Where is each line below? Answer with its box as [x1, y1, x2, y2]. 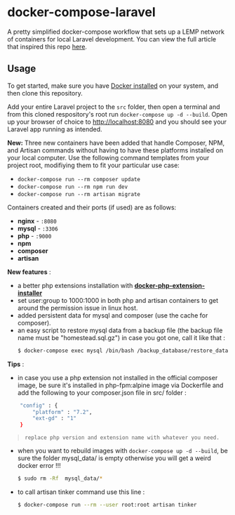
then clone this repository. [7, 89, 83, 97]
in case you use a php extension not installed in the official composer [17, 373, 218, 382]
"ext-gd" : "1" [32, 415, 77, 422]
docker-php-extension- [134, 281, 206, 289]
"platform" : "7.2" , [32, 408, 93, 415]
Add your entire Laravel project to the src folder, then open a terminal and [7, 103, 220, 111]
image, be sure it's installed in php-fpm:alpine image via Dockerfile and [17, 381, 224, 389]
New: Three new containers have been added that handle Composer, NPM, [7, 138, 225, 147]
